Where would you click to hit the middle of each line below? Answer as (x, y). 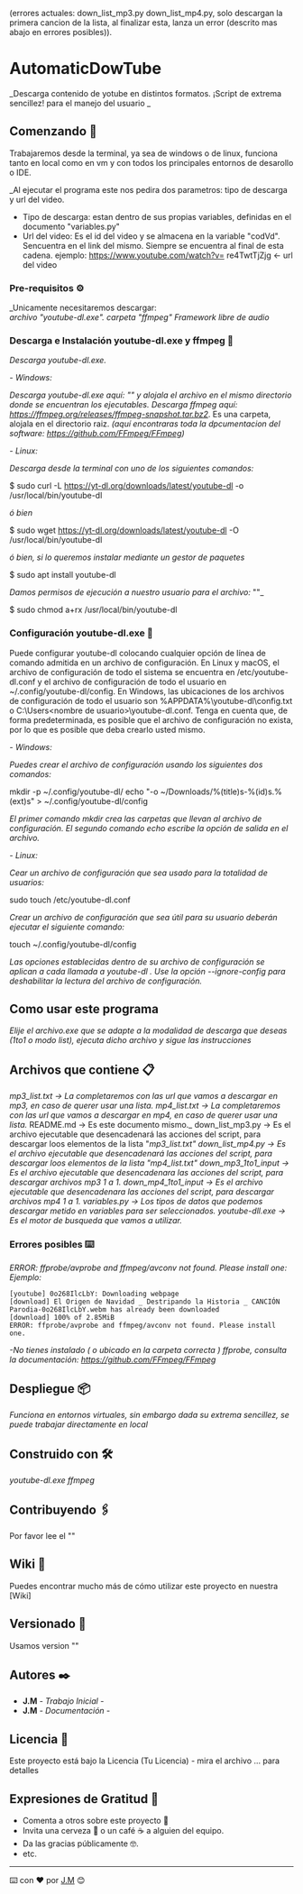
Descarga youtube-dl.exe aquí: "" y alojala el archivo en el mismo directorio (151, 395)
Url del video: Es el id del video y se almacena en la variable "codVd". (151, 236)
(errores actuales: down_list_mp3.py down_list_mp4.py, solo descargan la (146, 13)
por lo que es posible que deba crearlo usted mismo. (107, 729)
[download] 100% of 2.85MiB (62, 1317)
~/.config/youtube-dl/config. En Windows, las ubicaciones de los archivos (147, 691)
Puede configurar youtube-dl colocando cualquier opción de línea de (138, 653)
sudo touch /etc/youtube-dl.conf (70, 900)
